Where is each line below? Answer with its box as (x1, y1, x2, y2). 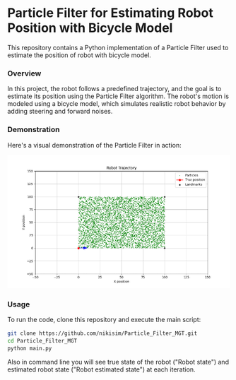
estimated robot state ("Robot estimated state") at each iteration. (7, 365, 196, 374)
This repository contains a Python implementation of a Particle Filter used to (7, 43, 229, 52)
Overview (7, 69, 42, 78)
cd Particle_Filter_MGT (7, 338, 78, 345)
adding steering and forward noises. (7, 107, 113, 116)
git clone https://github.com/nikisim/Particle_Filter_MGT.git (7, 330, 198, 337)
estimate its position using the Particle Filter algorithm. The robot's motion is (7, 92, 230, 100)
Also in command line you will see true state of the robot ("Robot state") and (7, 357, 230, 366)
